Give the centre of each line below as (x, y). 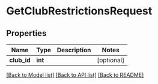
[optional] (111, 60)
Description (74, 50)
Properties (26, 33)
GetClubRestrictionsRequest (79, 11)
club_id (20, 60)
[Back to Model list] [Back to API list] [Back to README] (75, 75)
